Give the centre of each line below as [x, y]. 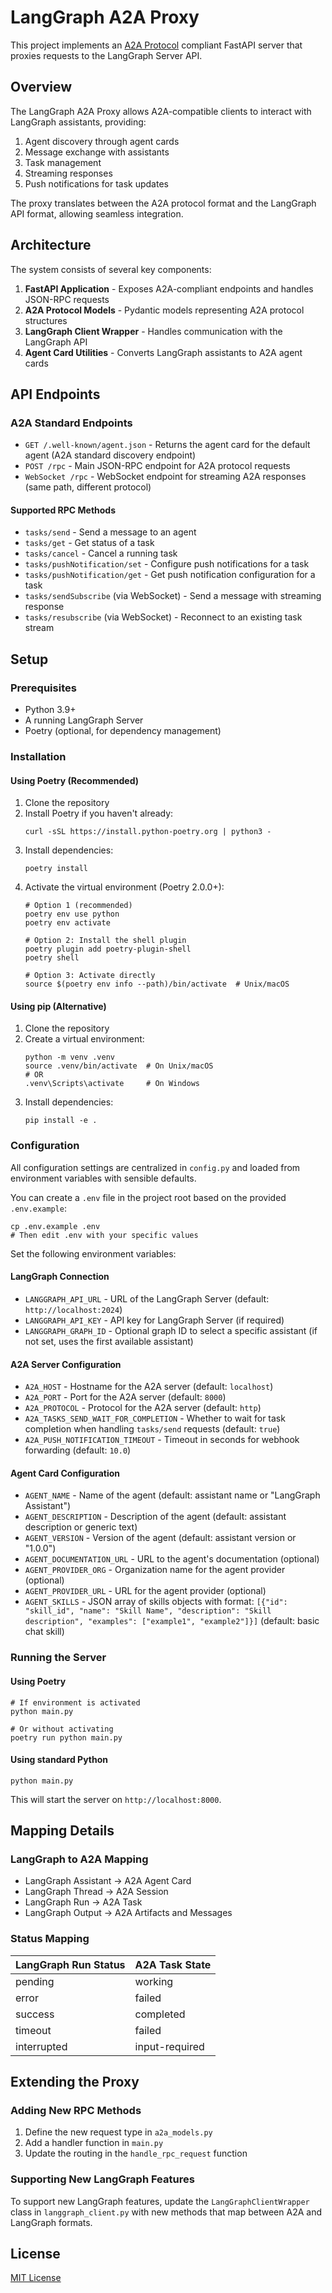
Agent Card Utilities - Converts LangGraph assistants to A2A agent [163, 352]
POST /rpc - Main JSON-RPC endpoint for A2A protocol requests [157, 466]
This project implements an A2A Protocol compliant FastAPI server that [156, 45]
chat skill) [44, 1632]
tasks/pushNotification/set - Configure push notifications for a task [167, 564]
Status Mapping [50, 1939]
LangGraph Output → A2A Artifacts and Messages [128, 1913]
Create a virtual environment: [84, 1039]
